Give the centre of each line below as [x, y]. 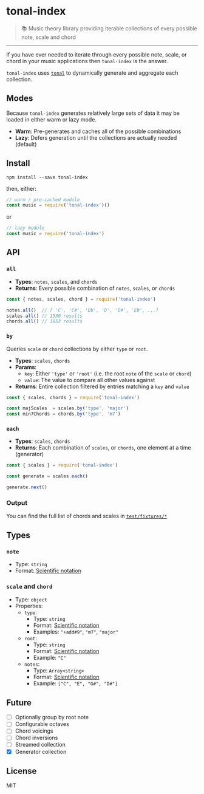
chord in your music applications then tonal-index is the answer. [87, 61]
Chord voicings [34, 731]
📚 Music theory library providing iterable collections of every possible [109, 28]
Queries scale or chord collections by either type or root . [77, 349]
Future [19, 703]
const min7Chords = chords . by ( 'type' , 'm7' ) [63, 414]
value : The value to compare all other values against [90, 380]
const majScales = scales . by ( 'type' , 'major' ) [68, 408]
